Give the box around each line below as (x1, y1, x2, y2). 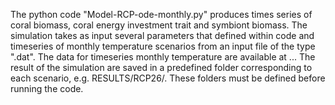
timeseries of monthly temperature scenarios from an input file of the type (10, 40, 316, 52)
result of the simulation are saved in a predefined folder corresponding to (10, 62, 313, 73)
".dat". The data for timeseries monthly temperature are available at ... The (10, 51, 316, 63)
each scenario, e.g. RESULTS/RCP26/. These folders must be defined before (10, 72, 326, 84)
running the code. (10, 83, 84, 94)
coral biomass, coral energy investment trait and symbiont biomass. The (10, 19, 308, 31)
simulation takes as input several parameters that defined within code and (10, 30, 315, 41)
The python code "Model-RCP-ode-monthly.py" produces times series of (10, 9, 313, 20)
